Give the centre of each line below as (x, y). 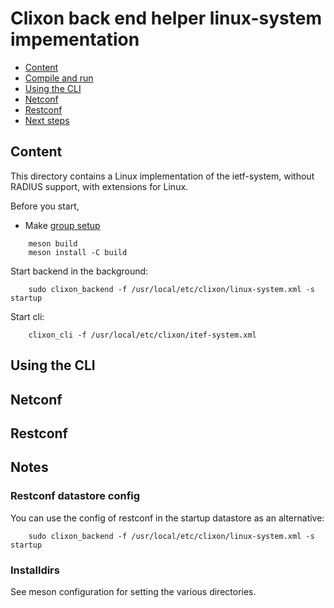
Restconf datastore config (75, 496)
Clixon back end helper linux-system (166, 18)
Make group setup (62, 225)
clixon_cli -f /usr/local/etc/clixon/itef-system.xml (142, 335)
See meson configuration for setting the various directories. (133, 591)
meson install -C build (78, 252)
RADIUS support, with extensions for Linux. (99, 186)
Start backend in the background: (79, 271)
